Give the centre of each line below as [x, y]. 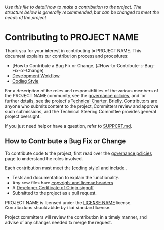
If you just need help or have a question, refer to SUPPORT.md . [69, 126]
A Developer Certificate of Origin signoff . [53, 187]
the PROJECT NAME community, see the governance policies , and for [76, 95]
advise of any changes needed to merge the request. [59, 222]
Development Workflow [36, 76]
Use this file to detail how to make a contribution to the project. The [73, 7]
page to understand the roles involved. [44, 158]
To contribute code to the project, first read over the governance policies [79, 153]
